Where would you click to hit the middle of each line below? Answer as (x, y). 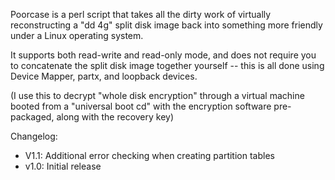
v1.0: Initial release (63, 166)
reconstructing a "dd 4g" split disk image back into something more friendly (166, 25)
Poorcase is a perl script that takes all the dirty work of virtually (141, 14)
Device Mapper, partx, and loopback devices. (104, 76)
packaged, (32, 117)
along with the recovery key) (115, 117)
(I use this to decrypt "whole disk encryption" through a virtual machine (157, 95)
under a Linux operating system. (77, 35)
